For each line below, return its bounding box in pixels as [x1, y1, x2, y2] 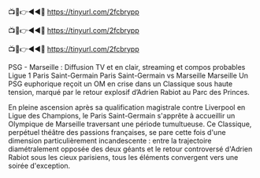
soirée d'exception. [8, 161, 71, 170]
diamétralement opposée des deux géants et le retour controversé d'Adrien [8, 144, 253, 154]
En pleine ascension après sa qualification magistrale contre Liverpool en [8, 103, 246, 112]
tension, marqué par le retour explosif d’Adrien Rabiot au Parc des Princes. [8, 88, 250, 96]
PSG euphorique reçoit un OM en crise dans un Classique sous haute [8, 79, 233, 89]
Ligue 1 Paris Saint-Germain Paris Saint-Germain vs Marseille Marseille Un [8, 71, 248, 80]
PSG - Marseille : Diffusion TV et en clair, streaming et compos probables [8, 63, 246, 71]
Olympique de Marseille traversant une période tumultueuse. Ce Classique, [8, 119, 252, 129]
